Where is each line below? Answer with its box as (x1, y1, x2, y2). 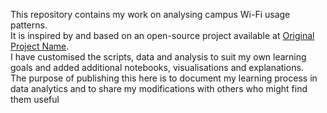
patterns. (10, 19, 48, 31)
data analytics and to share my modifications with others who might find (10, 83, 308, 94)
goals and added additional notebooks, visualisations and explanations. (10, 62, 304, 73)
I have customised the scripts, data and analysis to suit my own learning (10, 51, 307, 63)
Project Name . (10, 40, 70, 52)
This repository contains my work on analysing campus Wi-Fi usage (10, 9, 291, 20)
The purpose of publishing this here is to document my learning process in (10, 72, 318, 84)
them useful (10, 94, 60, 105)
